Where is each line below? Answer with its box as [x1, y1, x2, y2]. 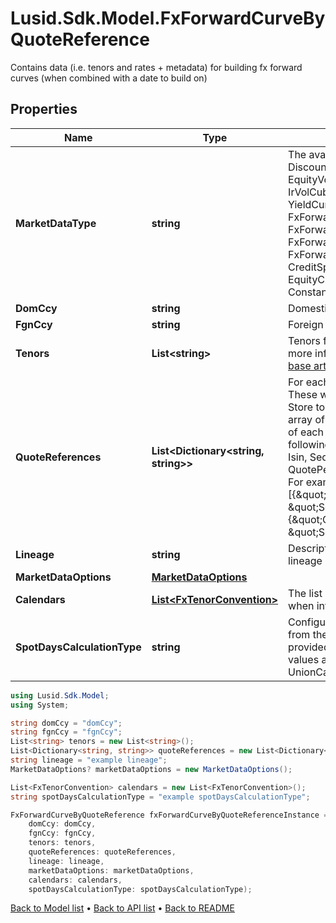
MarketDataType [15, 216, 97, 230]
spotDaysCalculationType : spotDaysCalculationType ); [28, 884, 253, 894]
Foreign [288, 317, 324, 331]
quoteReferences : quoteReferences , [28, 847, 177, 857]
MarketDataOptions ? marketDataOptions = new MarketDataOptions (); [10, 764, 293, 774]
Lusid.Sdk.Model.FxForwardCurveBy [10, 7, 326, 30]
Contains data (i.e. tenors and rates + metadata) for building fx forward [10, 61, 303, 73]
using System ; [10, 700, 70, 710]
